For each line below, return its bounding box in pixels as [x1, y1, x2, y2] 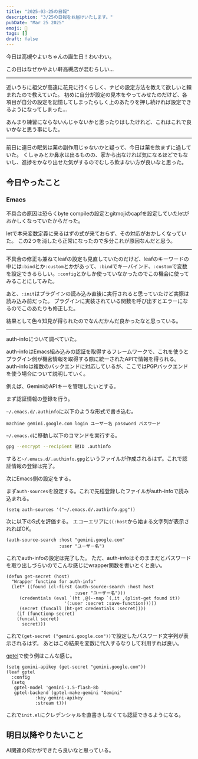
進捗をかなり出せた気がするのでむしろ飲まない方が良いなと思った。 [21, 159, 187, 165]
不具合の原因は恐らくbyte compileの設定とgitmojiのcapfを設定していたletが [6, 210, 190, 217]
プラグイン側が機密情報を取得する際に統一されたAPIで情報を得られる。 [6, 355, 180, 362]
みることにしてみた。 [6, 277, 58, 284]
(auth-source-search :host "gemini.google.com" [6, 537, 126, 543]
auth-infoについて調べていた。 [6, 335, 80, 343]
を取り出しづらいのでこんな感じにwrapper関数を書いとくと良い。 [6, 562, 166, 569]
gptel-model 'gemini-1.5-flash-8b [14, 685, 99, 690]
